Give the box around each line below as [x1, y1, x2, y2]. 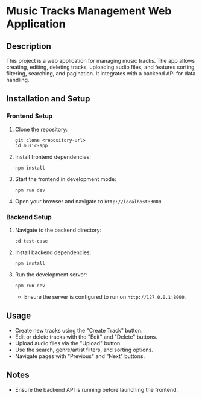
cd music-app [14, 142, 48, 148]
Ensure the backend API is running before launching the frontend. [14, 386, 178, 393]
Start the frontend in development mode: [14, 175, 116, 182]
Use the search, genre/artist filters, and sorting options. [14, 346, 154, 353]
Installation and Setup [6, 94, 90, 104]
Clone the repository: [14, 126, 68, 133]
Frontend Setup [6, 112, 53, 120]
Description [6, 41, 51, 51]
